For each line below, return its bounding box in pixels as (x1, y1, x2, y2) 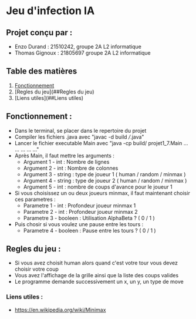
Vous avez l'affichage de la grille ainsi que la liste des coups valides (14, 272, 179, 279)
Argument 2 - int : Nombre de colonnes (23, 164, 119, 172)
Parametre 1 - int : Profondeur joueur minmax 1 (23, 202, 136, 209)
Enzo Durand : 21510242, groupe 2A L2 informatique (14, 43, 142, 50)
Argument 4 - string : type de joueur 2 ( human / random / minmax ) (23, 177, 187, 184)
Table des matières (6, 66, 77, 76)
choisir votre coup (14, 266, 59, 273)
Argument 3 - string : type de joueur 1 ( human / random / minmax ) (23, 170, 186, 177)
